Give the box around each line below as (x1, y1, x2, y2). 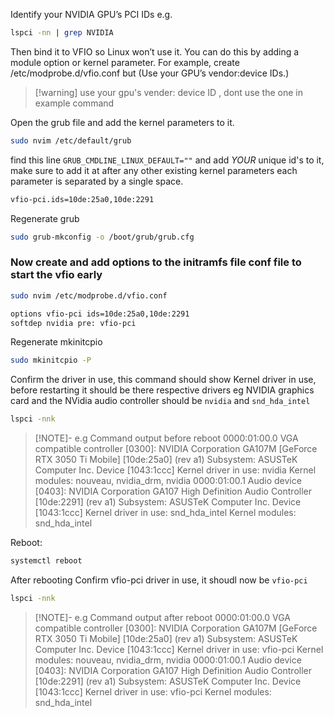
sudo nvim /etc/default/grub (10, 135, 132, 146)
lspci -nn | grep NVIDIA (10, 28, 114, 38)
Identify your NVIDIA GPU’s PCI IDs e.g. (10, 9, 173, 20)
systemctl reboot (10, 556, 83, 566)
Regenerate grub (10, 212, 80, 224)
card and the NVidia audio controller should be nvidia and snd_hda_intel (10, 395, 311, 407)
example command (34, 97, 115, 109)
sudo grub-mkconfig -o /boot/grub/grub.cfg (10, 232, 195, 242)
